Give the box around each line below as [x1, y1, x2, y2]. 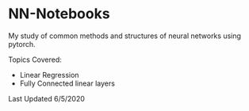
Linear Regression [19, 70, 79, 79]
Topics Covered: [8, 55, 62, 64]
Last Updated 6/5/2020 [8, 94, 86, 103]
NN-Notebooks [8, 5, 110, 23]
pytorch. [8, 39, 36, 48]
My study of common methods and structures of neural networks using [8, 31, 242, 40]
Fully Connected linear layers [19, 78, 115, 88]
